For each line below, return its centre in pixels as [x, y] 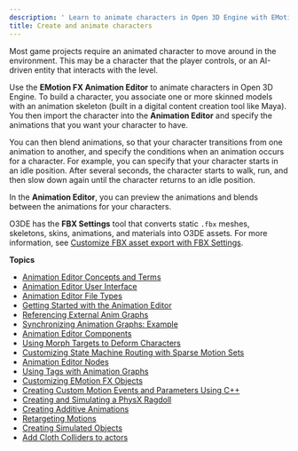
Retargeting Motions [59, 418]
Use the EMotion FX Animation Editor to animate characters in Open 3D [141, 87]
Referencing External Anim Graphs [85, 314]
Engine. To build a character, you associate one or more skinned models [141, 96]
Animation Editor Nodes [65, 361]
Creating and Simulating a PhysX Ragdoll [97, 400]
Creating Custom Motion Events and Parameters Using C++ [131, 390]
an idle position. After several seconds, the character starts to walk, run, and [149, 170]
